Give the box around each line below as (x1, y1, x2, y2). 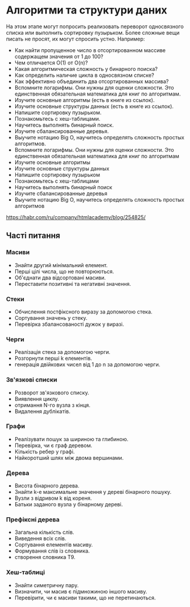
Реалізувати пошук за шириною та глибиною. (14, 435, 129, 442)
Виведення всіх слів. (14, 535, 67, 542)
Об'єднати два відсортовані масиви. (14, 274, 106, 281)
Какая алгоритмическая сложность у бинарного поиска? (14, 65, 158, 72)
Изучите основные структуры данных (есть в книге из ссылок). (14, 103, 174, 110)
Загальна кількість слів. (14, 528, 74, 536)
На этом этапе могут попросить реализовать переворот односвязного (6, 23, 184, 30)
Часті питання (6, 231, 60, 241)
